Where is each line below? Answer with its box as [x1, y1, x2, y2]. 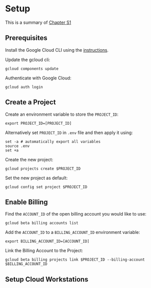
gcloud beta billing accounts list [5, 220, 79, 226]
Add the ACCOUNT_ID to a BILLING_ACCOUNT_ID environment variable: [5, 229, 140, 235]
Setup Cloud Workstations [5, 275, 89, 284]
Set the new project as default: [5, 175, 68, 181]
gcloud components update [5, 66, 58, 71]
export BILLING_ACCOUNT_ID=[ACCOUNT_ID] [5, 239, 90, 244]
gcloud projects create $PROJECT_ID [5, 166, 81, 171]
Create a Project [5, 98, 56, 107]
